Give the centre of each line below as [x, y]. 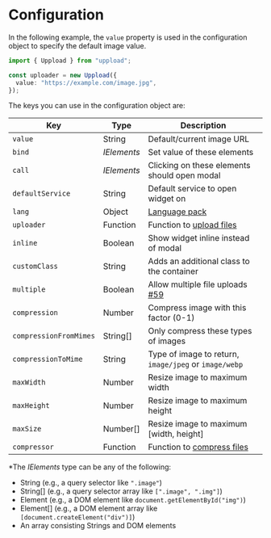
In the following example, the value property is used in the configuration [128, 37]
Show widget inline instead [199, 238]
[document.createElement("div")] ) [77, 517]
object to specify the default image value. [77, 45]
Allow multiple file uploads [198, 284]
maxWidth [29, 382]
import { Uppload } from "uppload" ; [70, 61]
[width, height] [176, 434]
